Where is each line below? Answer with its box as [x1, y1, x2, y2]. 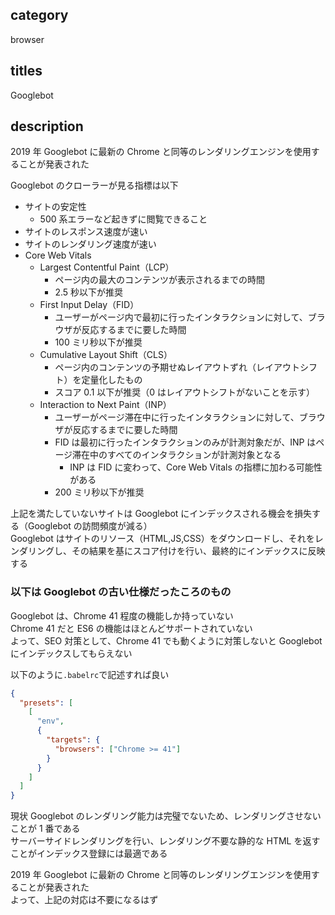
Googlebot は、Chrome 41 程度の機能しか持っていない [10, 609, 234, 622]
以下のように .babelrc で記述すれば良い [10, 668, 170, 680]
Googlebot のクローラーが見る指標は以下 [10, 179, 179, 192]
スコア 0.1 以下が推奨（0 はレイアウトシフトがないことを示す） [54, 386, 316, 398]
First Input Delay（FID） [39, 299, 140, 311]
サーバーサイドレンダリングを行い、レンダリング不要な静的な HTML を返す [10, 835, 321, 847]
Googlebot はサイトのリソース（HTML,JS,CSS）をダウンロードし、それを [10, 533, 315, 545]
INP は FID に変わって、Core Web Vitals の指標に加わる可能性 [69, 461, 323, 473]
